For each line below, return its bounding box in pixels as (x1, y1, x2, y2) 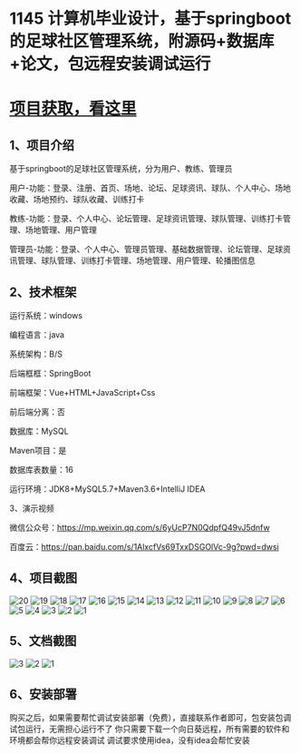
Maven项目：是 (9, 446, 67, 455)
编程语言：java (9, 329, 65, 340)
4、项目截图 (9, 571, 78, 586)
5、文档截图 (9, 633, 77, 649)
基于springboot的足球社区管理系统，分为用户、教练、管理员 (9, 163, 233, 174)
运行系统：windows (9, 310, 83, 320)
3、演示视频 (9, 503, 54, 514)
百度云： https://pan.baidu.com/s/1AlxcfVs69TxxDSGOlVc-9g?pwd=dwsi (9, 542, 279, 552)
